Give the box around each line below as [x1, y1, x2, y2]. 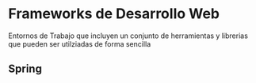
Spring [8, 62, 42, 76]
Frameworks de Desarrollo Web [8, 5, 220, 23]
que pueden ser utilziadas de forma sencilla [8, 39, 151, 48]
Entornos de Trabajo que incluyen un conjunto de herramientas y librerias [8, 31, 248, 40]
